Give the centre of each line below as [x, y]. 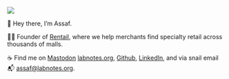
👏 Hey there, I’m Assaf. [40, 23]
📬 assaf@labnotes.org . [41, 68]
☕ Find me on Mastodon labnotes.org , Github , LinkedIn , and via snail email [113, 58]
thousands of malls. [35, 44]
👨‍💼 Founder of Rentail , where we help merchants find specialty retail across [115, 37]
